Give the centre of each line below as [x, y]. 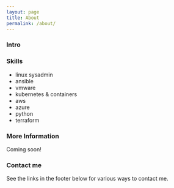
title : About [23, 18]
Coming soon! [24, 149]
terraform [27, 120]
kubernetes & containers [46, 94]
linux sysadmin [34, 75]
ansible [24, 81]
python [24, 113]
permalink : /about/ [31, 23]
